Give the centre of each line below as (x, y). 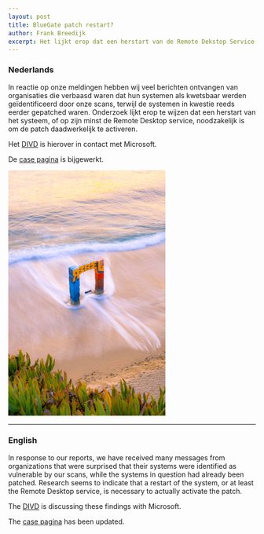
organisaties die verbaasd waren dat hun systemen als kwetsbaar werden (127, 95)
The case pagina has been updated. (66, 521)
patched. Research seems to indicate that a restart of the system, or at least (131, 482)
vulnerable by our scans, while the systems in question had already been (126, 474)
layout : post (29, 16)
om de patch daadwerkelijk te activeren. (73, 129)
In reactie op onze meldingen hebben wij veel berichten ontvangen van (123, 87)
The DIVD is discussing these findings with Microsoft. (95, 506)
